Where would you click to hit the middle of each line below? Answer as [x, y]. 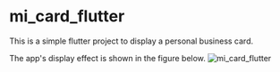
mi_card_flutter [67, 16]
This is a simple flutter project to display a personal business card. [131, 41]
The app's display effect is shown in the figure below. [107, 58]
